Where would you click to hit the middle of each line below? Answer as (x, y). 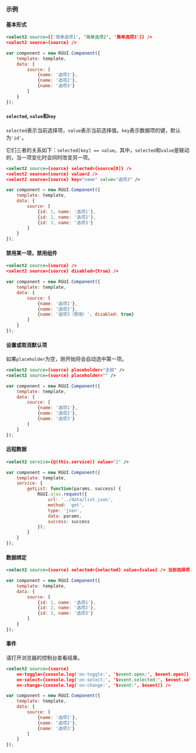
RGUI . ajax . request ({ (62, 494)
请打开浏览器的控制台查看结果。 (44, 657)
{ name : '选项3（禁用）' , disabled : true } (85, 315)
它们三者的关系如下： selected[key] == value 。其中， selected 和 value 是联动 (98, 150)
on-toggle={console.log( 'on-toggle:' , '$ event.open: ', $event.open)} (103, 674)
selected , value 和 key (31, 116)
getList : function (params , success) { (74, 489)
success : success (69, 522)
